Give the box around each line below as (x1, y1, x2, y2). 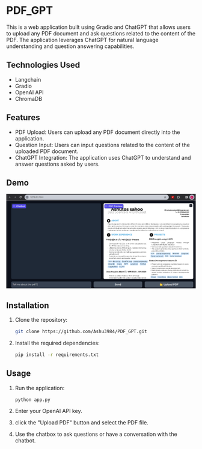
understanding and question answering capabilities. (6, 43, 135, 50)
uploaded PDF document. (14, 148, 79, 155)
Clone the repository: (14, 316, 68, 323)
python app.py (14, 397, 50, 403)
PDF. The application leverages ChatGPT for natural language (6, 36, 159, 43)
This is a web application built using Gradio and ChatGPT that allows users (6, 23, 191, 31)
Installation (6, 300, 49, 310)
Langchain (14, 76, 41, 83)
